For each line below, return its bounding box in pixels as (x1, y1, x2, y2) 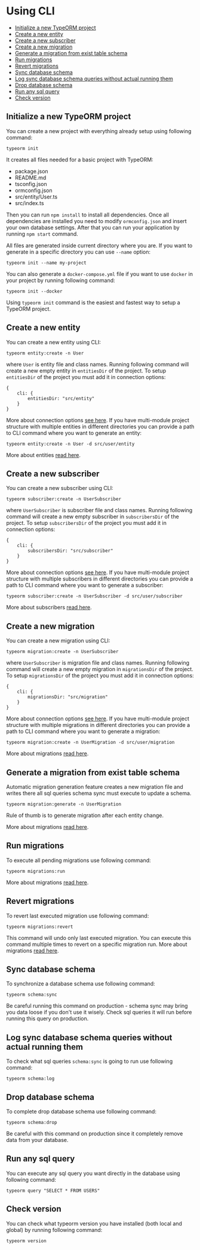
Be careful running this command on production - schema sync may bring (6, 1002, 188, 1009)
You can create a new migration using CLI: (6, 637, 110, 644)
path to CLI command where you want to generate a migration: (6, 728, 161, 735)
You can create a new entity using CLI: (6, 338, 101, 345)
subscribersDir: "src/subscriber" (27, 548, 113, 554)
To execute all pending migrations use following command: (6, 857, 151, 864)
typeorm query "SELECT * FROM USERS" (6, 1188, 100, 1194)
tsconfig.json (14, 180, 47, 187)
